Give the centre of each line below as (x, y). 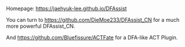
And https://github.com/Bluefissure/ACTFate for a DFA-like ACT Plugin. (92, 37)
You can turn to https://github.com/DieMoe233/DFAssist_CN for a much (93, 20)
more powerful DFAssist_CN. (41, 26)
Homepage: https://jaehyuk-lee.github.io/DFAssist (67, 9)
